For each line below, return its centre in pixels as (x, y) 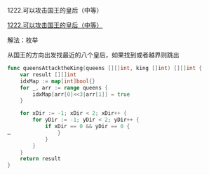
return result (40, 159)
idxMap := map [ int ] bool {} (58, 81)
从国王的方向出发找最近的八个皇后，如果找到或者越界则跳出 (93, 55)
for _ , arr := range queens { (64, 87)
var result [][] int (48, 75)
